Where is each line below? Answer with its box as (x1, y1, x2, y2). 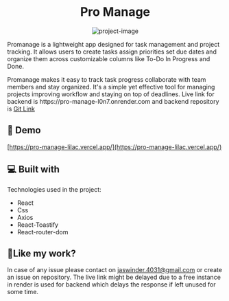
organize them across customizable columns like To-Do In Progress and (7, 54, 210, 63)
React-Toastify (16, 221, 59, 229)
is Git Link (7, 104, 36, 113)
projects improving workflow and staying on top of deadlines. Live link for (7, 90, 215, 98)
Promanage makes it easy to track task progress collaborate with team (7, 75, 206, 83)
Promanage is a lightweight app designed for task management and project (7, 40, 220, 48)
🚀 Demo (7, 124, 41, 136)
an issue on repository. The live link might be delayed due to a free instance (7, 273, 221, 282)
